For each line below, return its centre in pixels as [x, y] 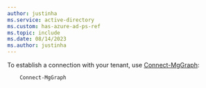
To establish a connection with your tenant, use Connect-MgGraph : [103, 65]
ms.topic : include [34, 33]
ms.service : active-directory [51, 20]
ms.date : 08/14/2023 [37, 39]
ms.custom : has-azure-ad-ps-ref [54, 26]
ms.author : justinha [37, 45]
